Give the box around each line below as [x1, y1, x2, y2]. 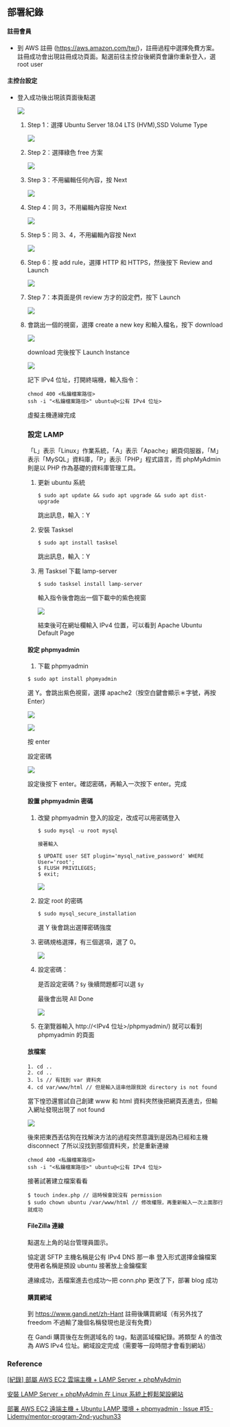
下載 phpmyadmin [37, 662, 89, 671]
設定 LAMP [27, 429, 64, 439]
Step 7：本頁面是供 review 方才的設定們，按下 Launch [27, 293, 181, 301]
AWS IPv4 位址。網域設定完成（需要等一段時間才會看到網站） [35, 1342, 209, 1350]
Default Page [37, 629, 75, 638]
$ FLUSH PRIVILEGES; [37, 864, 97, 871]
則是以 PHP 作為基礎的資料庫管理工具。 [27, 464, 139, 472]
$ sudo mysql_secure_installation [37, 910, 137, 917]
